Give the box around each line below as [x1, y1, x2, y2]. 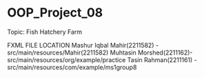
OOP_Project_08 [7, 5, 103, 21]
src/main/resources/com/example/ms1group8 [7, 63, 137, 71]
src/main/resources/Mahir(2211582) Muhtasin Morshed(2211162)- [7, 48, 193, 57]
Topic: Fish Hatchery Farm [7, 28, 83, 36]
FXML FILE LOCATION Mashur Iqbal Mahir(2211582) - [7, 41, 159, 49]
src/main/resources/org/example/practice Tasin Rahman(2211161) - [7, 55, 198, 64]
